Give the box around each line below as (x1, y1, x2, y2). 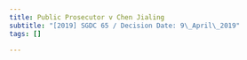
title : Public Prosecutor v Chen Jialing (9, 12, 165, 22)
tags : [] (9, 29, 42, 38)
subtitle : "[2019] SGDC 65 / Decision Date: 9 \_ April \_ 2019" (9, 21, 241, 30)
